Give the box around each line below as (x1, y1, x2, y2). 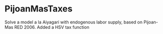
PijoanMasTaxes (4, 3, 73, 14)
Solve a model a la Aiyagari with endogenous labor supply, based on (4, 19, 143, 25)
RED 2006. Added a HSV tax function (14, 24, 90, 30)
